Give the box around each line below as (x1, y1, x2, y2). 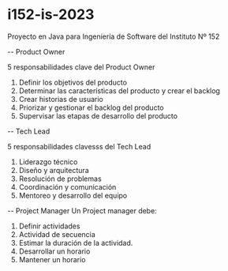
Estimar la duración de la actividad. (18, 238, 133, 247)
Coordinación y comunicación (18, 182, 117, 191)
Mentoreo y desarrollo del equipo (18, 190, 128, 200)
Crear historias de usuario (18, 94, 103, 104)
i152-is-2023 (7, 6, 95, 24)
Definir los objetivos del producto (18, 77, 128, 87)
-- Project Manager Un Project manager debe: (7, 205, 157, 215)
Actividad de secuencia (18, 229, 95, 239)
